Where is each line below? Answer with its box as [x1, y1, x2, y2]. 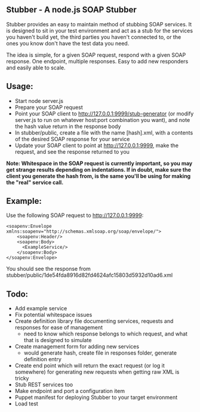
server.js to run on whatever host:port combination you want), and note [14, 116, 190, 123]
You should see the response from [6, 265, 91, 273]
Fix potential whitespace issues [14, 311, 93, 319]
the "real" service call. [6, 179, 64, 186]
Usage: [6, 81, 34, 91]
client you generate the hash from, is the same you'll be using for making [6, 172, 191, 179]
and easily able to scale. [6, 64, 66, 71]
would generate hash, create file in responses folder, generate [23, 349, 177, 356]
